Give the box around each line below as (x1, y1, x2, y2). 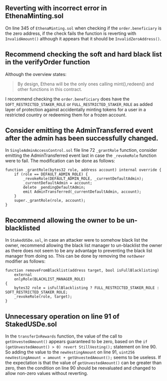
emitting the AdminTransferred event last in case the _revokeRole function (5, 152, 157, 159)
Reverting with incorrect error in (5, 4, 107, 12)
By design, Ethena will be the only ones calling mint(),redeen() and (17, 81, 154, 87)
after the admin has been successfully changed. (5, 134, 159, 143)
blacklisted (5, 224, 41, 232)
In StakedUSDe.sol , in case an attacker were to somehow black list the (5, 237, 148, 243)
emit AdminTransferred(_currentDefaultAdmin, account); (23, 189, 142, 194)
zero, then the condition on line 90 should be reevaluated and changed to (5, 365, 156, 371)
